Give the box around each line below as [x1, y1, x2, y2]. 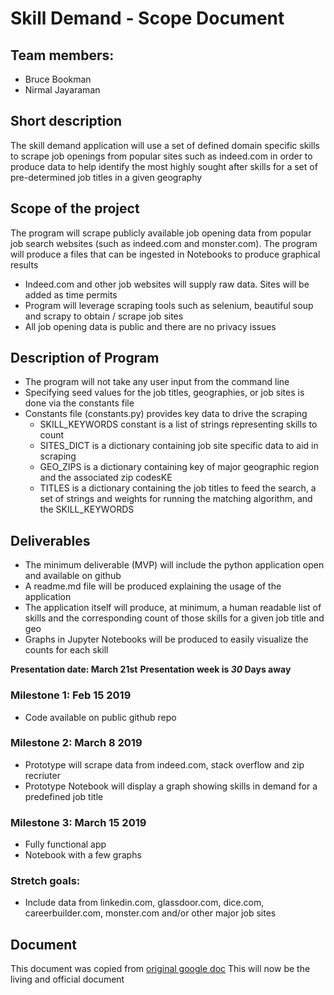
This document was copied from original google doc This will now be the [10, 963, 311, 975]
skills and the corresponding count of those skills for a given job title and [24, 612, 325, 624]
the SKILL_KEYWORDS [39, 503, 135, 516]
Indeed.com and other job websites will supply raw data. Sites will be [24, 278, 310, 290]
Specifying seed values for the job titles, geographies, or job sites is [24, 387, 305, 399]
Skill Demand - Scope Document [10, 7, 285, 30]
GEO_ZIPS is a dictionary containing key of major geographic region [39, 461, 320, 473]
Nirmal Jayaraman [24, 84, 101, 96]
